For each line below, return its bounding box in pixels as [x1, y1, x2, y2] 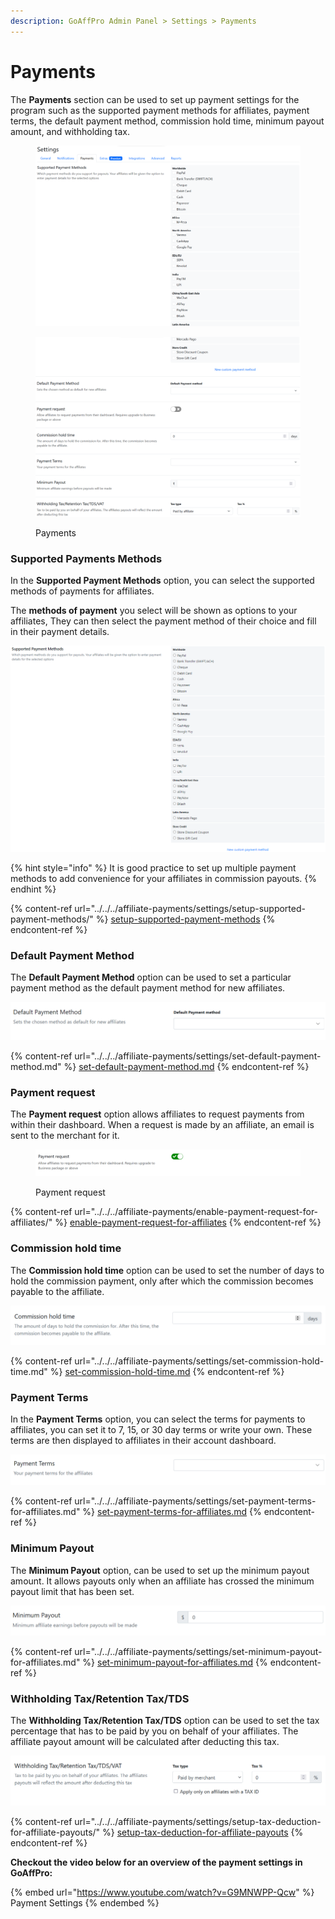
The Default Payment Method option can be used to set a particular [10, 971, 292, 984]
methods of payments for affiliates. [10, 585, 155, 597]
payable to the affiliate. [10, 1285, 105, 1297]
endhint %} [10, 883, 57, 895]
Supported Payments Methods [10, 552, 163, 566]
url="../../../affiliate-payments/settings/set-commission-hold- [74, 1355, 325, 1367]
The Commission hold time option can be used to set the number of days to [10, 1264, 325, 1276]
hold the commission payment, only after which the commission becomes [10, 1275, 314, 1287]
